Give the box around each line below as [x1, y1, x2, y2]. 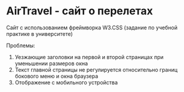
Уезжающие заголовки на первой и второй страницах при [14, 53, 164, 60]
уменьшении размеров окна [14, 60, 88, 67]
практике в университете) [6, 30, 73, 37]
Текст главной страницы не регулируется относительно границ [14, 66, 178, 73]
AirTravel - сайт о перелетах [6, 4, 154, 18]
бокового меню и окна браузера [14, 72, 99, 79]
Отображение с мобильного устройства [14, 79, 118, 86]
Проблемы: [6, 42, 36, 49]
